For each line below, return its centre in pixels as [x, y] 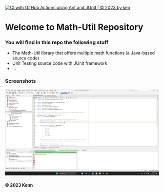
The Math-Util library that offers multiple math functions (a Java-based [83, 53]
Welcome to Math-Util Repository [74, 27]
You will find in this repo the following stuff [57, 42]
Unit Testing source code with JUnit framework [60, 63]
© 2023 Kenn [19, 185]
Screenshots [20, 81]
